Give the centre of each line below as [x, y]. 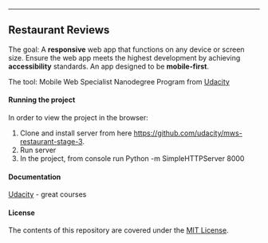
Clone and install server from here [76, 133]
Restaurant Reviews [59, 30]
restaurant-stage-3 [51, 142]
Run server [38, 150]
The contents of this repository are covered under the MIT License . [118, 230]
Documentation [35, 177]
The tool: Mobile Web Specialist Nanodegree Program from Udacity [119, 81]
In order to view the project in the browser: [79, 118]
